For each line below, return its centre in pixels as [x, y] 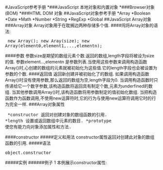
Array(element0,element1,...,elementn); [54, 46]
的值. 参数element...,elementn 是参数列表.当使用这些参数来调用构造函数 [76, 62]
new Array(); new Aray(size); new [49, 41]
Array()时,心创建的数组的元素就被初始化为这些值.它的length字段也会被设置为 [81, 68]
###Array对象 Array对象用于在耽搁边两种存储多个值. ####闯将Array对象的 [79, 25]
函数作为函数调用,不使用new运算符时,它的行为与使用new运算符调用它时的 [78, 98]
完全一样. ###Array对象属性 [37, 104]
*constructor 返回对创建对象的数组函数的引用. [57, 115]
